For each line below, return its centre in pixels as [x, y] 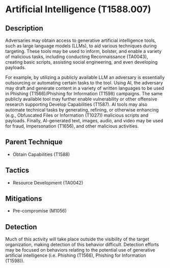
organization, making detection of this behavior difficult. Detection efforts [82, 245]
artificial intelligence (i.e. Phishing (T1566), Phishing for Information [76, 255]
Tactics [17, 170]
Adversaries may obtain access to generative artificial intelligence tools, [81, 40]
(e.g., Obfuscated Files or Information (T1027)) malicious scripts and [77, 115]
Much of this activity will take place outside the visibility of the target [77, 239]
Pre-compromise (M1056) [40, 211]
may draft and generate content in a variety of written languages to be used [85, 88]
